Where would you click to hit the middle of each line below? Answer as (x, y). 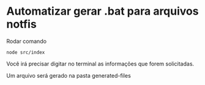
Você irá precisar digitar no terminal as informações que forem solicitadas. (100, 64)
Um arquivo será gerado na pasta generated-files (69, 75)
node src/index (26, 52)
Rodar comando (27, 41)
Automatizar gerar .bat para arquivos (102, 11)
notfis (21, 24)
